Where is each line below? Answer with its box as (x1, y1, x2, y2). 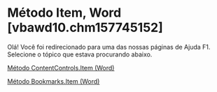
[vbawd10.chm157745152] (7, 20, 163, 36)
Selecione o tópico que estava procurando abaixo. (7, 50, 153, 59)
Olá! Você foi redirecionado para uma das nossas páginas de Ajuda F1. (7, 43, 211, 51)
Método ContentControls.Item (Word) (7, 63, 115, 72)
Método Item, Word (7, 5, 122, 21)
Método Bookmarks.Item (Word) (7, 77, 100, 85)
